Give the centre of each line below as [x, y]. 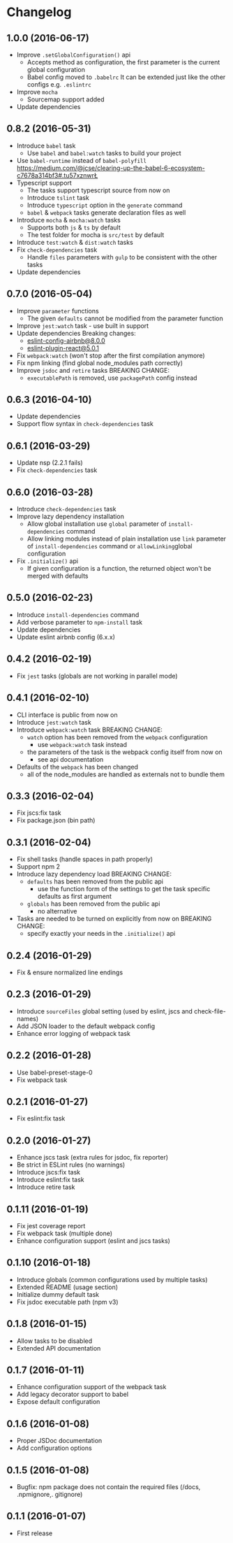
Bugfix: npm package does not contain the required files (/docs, [108, 1487]
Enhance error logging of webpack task [73, 1033]
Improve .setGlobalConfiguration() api [73, 55]
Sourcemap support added [66, 99]
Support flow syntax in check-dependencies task [85, 424]
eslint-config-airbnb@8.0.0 [66, 341]
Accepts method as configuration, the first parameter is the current [123, 62]
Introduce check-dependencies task [66, 509]
